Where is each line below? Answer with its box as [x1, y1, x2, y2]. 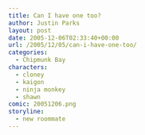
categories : [8, 48, 48, 56]
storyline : [8, 108, 45, 116]
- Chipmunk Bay [15, 56, 66, 64]
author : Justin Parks [8, 19, 80, 27]
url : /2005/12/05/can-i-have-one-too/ [8, 41, 137, 49]
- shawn [15, 93, 41, 101]
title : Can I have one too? [8, 11, 102, 20]
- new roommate [15, 115, 66, 123]
